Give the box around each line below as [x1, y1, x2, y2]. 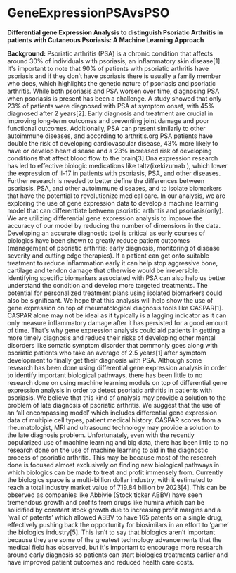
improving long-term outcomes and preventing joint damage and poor [7, 116, 209, 125]
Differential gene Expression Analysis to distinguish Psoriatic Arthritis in [7, 28, 223, 37]
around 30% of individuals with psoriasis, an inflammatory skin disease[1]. [7, 56, 223, 65]
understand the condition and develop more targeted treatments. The [7, 281, 209, 289]
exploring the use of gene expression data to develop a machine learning [7, 199, 219, 207]
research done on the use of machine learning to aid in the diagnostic [7, 446, 209, 454]
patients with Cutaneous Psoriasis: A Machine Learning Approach [7, 35, 204, 44]
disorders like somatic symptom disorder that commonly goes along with [7, 341, 218, 349]
